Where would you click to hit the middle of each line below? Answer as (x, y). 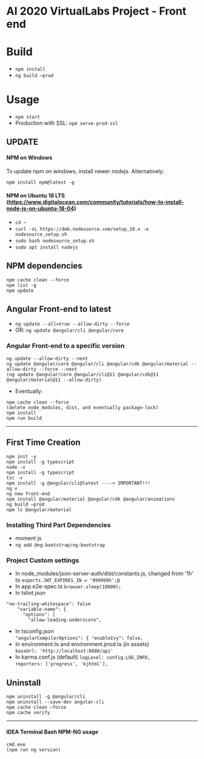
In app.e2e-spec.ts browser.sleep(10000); (68, 586)
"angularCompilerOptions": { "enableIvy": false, (79, 638)
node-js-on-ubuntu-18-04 (40, 208)
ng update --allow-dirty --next (47, 359)
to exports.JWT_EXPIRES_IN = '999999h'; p (67, 580)
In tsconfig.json (34, 631)
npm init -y (21, 456)
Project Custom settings (43, 560)
